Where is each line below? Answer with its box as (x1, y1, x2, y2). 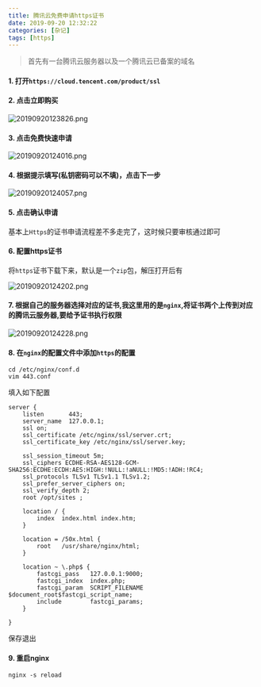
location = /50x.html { (22, 535, 102, 543)
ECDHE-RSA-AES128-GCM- (64, 459, 140, 467)
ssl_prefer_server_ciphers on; (22, 480, 126, 488)
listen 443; (22, 410, 83, 419)
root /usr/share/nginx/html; (36, 543, 140, 551)
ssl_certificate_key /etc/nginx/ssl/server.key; (22, 438, 186, 447)
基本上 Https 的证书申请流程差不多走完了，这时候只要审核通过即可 (8, 227, 221, 236)
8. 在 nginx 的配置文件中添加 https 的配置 (8, 347, 136, 357)
